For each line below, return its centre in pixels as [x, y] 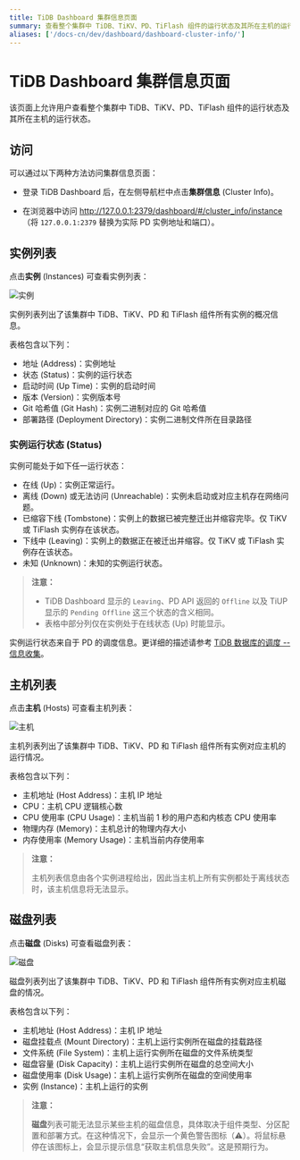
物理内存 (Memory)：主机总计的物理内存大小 [104, 829]
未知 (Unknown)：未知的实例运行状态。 [95, 563]
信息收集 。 [29, 654]
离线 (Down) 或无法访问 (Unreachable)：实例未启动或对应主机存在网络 [151, 496]
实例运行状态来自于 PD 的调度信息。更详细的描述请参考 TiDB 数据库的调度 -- [150, 643]
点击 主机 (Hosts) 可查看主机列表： [72, 708]
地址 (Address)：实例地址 [69, 363]
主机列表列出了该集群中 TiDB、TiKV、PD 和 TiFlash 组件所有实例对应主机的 [148, 746]
